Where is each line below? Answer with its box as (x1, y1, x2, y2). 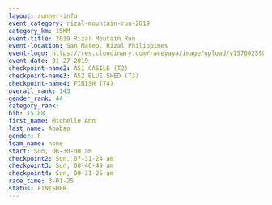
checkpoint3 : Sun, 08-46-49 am (8, 162, 114, 170)
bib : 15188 (8, 110, 45, 118)
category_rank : (8, 102, 60, 110)
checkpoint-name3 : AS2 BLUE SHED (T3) (8, 72, 139, 80)
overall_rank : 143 (8, 86, 70, 95)
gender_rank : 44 (8, 94, 63, 102)
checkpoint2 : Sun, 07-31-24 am (8, 154, 114, 162)
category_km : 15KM (8, 27, 70, 35)
